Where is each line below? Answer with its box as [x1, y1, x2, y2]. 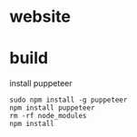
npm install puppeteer [9, 103, 95, 113]
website [9, 6, 71, 27]
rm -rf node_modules [9, 112, 88, 121]
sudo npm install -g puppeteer [9, 95, 128, 105]
